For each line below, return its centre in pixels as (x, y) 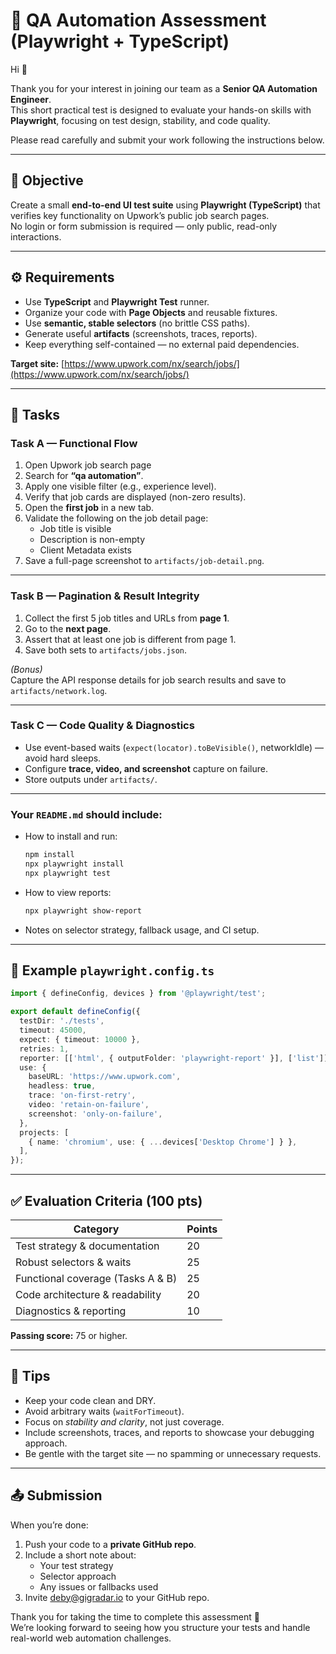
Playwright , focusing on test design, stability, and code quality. (140, 120)
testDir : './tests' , (62, 1021)
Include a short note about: (80, 1555)
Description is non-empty (92, 540)
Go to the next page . (68, 628)
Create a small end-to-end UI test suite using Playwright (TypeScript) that (165, 205)
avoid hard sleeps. (63, 758)
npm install (49, 855)
